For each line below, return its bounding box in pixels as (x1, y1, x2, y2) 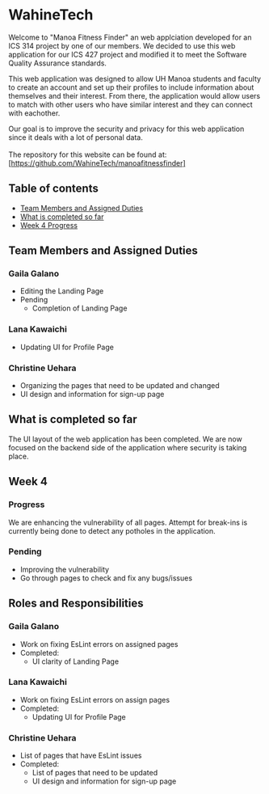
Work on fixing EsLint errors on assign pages (19, 695, 170, 704)
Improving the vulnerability (19, 564, 110, 574)
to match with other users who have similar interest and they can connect (8, 99, 253, 109)
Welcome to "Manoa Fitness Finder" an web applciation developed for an (8, 32, 252, 42)
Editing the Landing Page (19, 286, 104, 296)
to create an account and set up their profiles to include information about (8, 82, 254, 92)
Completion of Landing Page (32, 303, 128, 313)
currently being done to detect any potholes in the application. (8, 526, 216, 535)
